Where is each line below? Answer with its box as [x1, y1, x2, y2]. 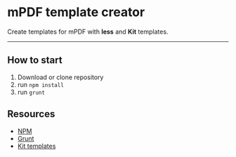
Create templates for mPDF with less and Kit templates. [7, 27, 169, 36]
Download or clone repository [17, 73, 104, 81]
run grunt [17, 88, 46, 96]
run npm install [17, 80, 65, 88]
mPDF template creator [7, 4, 145, 20]
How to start [7, 54, 63, 67]
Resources [7, 108, 55, 120]
